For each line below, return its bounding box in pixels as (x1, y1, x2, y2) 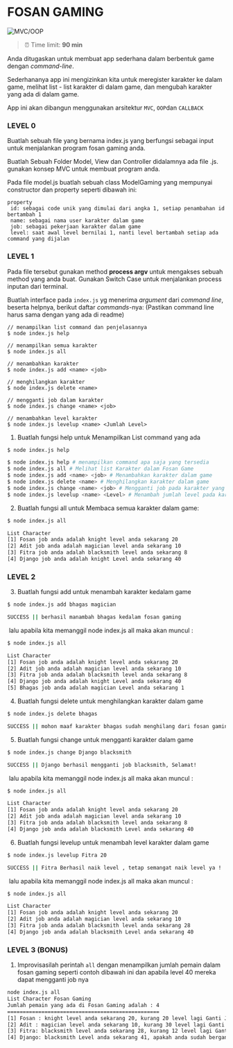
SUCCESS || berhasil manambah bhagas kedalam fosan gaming (7, 614, 182, 621)
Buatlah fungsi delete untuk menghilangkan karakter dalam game (17, 697, 203, 705)
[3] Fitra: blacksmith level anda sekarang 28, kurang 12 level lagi (7, 1028, 213, 1035)
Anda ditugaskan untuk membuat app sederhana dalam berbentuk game (7, 54, 215, 62)
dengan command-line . (7, 62, 74, 70)
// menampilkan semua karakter (7, 341, 98, 349)
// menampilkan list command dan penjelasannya (7, 323, 148, 330)
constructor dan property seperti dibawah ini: (7, 185, 137, 194)
